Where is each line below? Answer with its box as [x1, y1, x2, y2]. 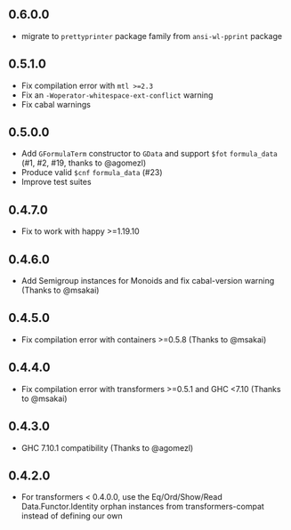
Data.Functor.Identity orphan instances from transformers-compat [20, 502, 264, 512]
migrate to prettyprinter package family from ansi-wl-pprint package [20, 30, 282, 41]
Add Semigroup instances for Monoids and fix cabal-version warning [20, 276, 275, 286]
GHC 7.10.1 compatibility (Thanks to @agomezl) [20, 442, 194, 453]
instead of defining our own [20, 510, 123, 521]
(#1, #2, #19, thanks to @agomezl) [20, 157, 147, 168]
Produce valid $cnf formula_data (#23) [20, 167, 163, 178]
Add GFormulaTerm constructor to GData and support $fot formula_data [20, 149, 278, 159]
